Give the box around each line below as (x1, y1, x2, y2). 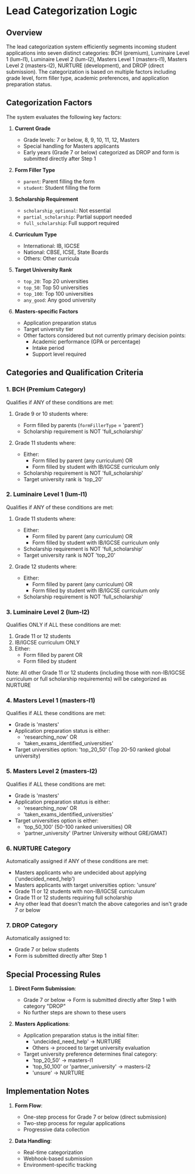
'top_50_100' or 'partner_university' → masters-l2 (32, 1063, 151, 1070)
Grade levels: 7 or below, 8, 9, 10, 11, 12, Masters (23, 136, 140, 143)
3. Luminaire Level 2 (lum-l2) (6, 608, 90, 616)
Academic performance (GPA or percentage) (32, 338, 141, 345)
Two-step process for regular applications (23, 1119, 125, 1126)
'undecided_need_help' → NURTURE (32, 1038, 122, 1045)
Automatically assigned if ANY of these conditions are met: (6, 857, 149, 864)
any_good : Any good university (23, 296, 96, 303)
